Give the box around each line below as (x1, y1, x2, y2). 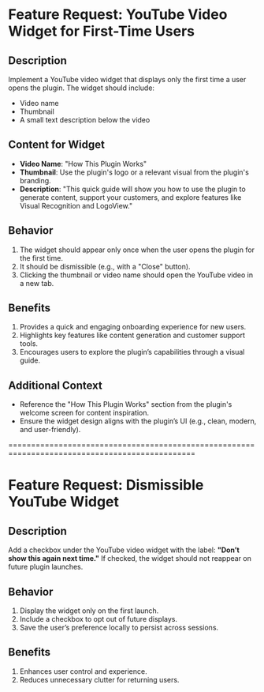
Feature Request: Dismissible (8, 476, 204, 495)
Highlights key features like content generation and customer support (19, 330, 246, 340)
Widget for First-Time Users (8, 22, 195, 40)
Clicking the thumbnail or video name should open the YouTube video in (19, 270, 254, 280)
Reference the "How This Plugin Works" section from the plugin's (19, 400, 232, 409)
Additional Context (8, 378, 102, 392)
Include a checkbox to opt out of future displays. (19, 615, 178, 624)
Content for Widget (8, 138, 105, 152)
